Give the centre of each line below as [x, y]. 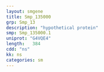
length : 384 [24, 44]
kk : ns [14, 55]
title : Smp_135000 [28, 17]
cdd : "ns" [18, 49]
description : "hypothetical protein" [52, 28]
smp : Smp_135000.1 [28, 33]
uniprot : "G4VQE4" [28, 38]
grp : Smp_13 [21, 22]
